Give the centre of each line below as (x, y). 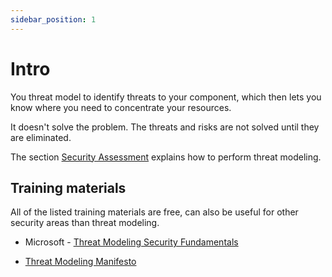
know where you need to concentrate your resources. (121, 107)
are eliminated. (41, 137)
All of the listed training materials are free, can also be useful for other (154, 212)
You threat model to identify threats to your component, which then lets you (166, 97)
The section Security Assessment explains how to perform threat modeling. (166, 157)
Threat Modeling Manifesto (80, 262)
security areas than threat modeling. (85, 223)
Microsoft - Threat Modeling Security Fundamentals (131, 242)
